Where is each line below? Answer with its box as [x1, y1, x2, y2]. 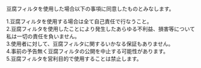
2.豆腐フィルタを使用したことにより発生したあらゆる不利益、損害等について [6, 26, 196, 32]
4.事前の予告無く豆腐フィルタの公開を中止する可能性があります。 [6, 48, 169, 55]
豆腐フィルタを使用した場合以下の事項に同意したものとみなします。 [6, 5, 175, 12]
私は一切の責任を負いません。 [6, 33, 80, 40]
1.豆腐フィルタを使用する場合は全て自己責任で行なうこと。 [6, 18, 152, 25]
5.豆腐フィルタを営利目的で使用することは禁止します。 [6, 55, 143, 62]
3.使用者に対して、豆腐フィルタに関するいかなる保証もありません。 [6, 41, 174, 47]
